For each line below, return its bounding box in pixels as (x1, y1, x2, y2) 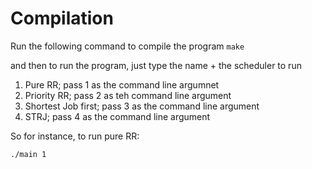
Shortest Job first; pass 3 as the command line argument (24, 100, 260, 112)
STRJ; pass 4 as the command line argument (24, 110, 211, 122)
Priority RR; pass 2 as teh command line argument (24, 89, 232, 101)
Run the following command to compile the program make (10, 40, 245, 52)
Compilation (10, 7, 114, 30)
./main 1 (10, 149, 47, 159)
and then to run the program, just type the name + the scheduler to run (10, 59, 302, 71)
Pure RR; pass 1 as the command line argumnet (24, 78, 220, 91)
